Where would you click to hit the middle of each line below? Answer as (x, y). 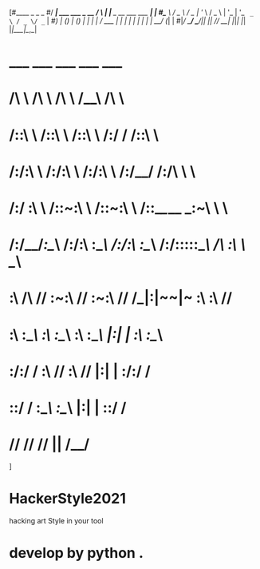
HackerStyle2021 (67, 499)
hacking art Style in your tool (56, 520)
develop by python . (77, 553)
